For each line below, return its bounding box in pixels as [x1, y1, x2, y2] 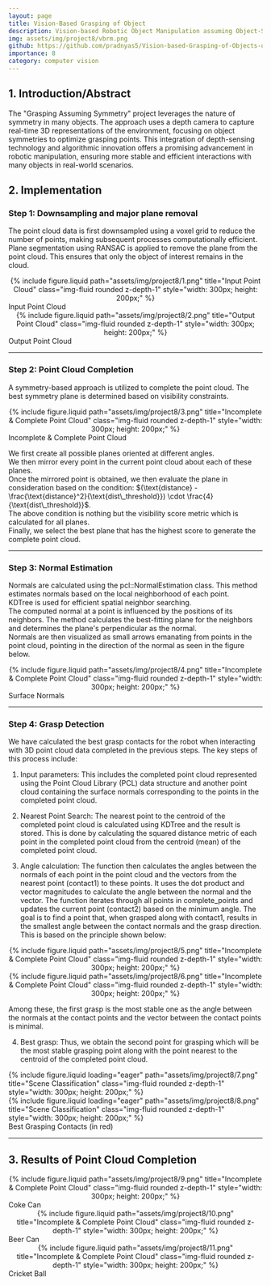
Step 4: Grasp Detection [8, 718, 105, 729]
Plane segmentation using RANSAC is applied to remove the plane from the [8, 244, 258, 253]
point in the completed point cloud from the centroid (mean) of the [19, 837, 241, 846]
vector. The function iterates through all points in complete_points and [19, 896, 253, 905]
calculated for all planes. [8, 517, 90, 527]
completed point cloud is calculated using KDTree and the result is [19, 820, 241, 829]
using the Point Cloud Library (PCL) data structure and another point [19, 778, 248, 788]
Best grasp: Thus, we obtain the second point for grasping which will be [19, 1037, 260, 1047]
